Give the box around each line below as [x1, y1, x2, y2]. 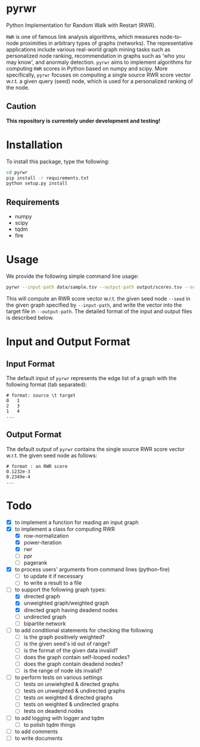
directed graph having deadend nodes [23, 606, 118, 614]
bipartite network [23, 620, 67, 627]
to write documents [14, 734, 63, 742]
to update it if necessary [23, 573, 84, 580]
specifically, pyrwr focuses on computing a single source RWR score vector [6, 71, 191, 78]
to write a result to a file [23, 579, 82, 587]
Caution [6, 101, 37, 112]
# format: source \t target [6, 392, 76, 399]
